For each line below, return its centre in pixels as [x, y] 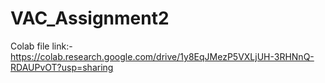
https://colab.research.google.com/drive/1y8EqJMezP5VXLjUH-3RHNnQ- [162, 56]
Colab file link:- [41, 46]
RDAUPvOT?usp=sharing [62, 67]
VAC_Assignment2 [90, 18]
